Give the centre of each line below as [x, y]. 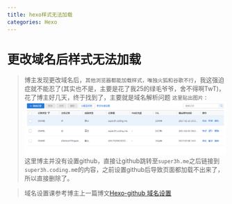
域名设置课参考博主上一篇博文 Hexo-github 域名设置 [98, 193]
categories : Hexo [32, 22]
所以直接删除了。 [49, 178]
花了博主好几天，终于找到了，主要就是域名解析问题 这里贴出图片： [116, 97]
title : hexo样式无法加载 [40, 15]
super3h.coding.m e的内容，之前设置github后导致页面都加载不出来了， [124, 170]
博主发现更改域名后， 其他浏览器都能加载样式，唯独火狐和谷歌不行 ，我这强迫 [124, 80]
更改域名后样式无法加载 [74, 60]
